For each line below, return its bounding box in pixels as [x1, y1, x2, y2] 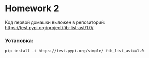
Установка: [5, 37, 34, 44]
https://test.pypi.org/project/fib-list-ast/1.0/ [5, 24, 94, 30]
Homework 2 [5, 3, 59, 14]
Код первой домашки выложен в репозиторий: [5, 19, 105, 25]
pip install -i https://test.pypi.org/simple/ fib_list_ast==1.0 [5, 48, 144, 54]
